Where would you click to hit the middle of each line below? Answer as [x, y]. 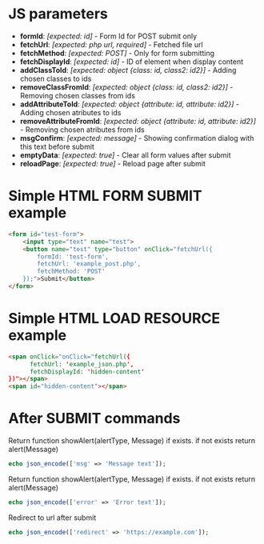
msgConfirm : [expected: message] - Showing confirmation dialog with [137, 138]
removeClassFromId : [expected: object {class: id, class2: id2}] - [126, 87]
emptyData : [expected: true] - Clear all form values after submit [125, 155]
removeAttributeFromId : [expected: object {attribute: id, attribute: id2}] [138, 121]
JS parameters [58, 14]
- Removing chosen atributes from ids [82, 130]
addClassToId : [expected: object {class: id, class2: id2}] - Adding [128, 70]
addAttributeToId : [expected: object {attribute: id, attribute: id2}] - [130, 104]
